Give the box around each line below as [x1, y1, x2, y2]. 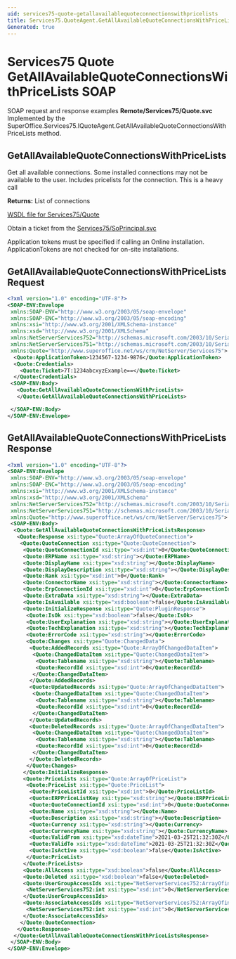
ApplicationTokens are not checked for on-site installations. [7, 245, 179, 254]
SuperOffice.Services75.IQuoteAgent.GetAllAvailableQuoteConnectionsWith [7, 122, 227, 130]
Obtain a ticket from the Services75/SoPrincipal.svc [7, 224, 157, 233]
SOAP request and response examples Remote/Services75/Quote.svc [7, 107, 213, 115]
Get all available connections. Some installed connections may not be [7, 168, 209, 176]
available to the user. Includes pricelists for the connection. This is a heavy [7, 176, 223, 184]
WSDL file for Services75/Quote [7, 210, 100, 219]
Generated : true [7, 23, 55, 30]
